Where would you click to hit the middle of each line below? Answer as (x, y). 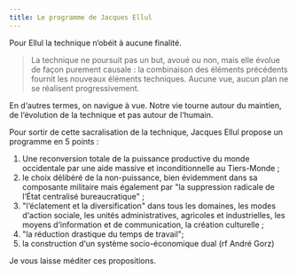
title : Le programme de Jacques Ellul (81, 17)
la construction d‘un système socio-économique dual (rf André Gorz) (148, 243)
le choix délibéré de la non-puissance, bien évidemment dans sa (140, 177)
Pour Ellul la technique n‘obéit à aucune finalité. (95, 43)
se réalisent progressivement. (85, 88)
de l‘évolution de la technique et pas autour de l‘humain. (111, 114)
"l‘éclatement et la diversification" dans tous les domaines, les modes (149, 206)
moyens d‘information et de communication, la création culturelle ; (143, 224)
